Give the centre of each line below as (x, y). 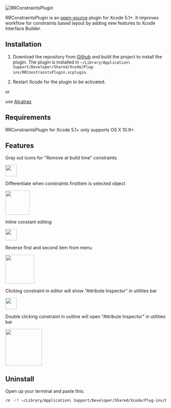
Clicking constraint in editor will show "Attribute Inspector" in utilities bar (81, 291)
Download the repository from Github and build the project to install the (87, 56)
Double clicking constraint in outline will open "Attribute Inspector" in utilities (85, 317)
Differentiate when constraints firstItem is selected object (65, 183)
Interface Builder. (23, 28)
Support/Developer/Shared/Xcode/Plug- (54, 67)
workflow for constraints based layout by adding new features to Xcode (80, 23)
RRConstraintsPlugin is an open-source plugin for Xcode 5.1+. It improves (82, 18)
